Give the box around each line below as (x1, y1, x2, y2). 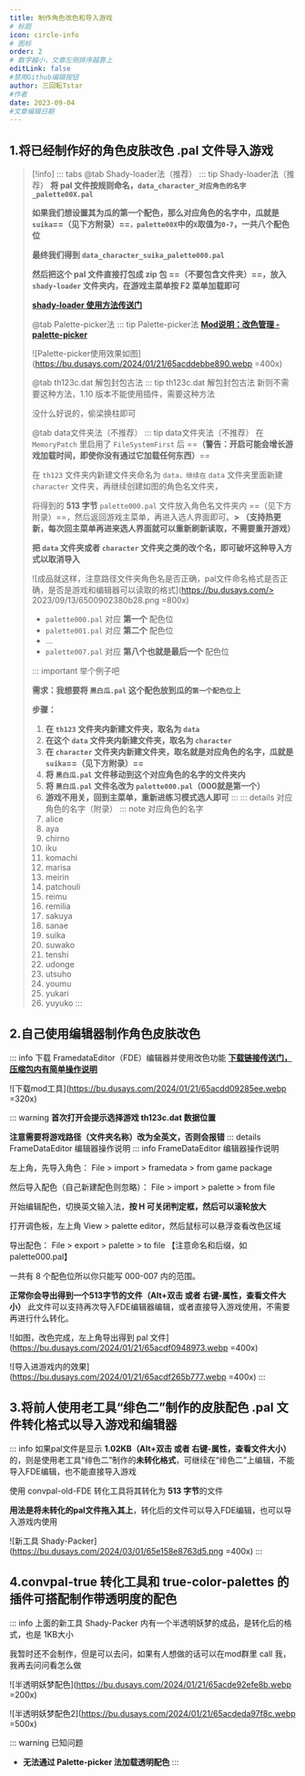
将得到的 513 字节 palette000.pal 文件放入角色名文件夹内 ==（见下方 (31, 501, 292, 511)
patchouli (45, 882, 81, 893)
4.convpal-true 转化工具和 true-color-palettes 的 (9, 1575, 290, 1590)
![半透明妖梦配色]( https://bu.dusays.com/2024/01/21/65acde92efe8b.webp (9, 1678, 291, 1689)
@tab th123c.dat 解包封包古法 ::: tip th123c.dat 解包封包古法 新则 (31, 377, 274, 388)
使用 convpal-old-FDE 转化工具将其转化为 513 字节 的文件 (9, 1485, 224, 1496)
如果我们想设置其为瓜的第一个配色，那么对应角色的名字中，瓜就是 (31, 207, 280, 219)
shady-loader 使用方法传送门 (31, 300, 143, 311)
